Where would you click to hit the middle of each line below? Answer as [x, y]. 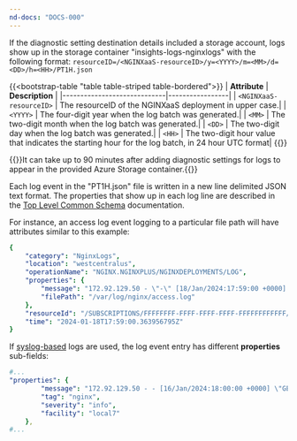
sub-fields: [29, 356]
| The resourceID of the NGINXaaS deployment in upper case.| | [171, 105]
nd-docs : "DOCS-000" [47, 17]
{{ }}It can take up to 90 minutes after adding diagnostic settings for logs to [145, 159]
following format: [40, 61]
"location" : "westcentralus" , [81, 264]
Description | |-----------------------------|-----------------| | [123, 95]
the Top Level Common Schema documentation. [97, 205]
